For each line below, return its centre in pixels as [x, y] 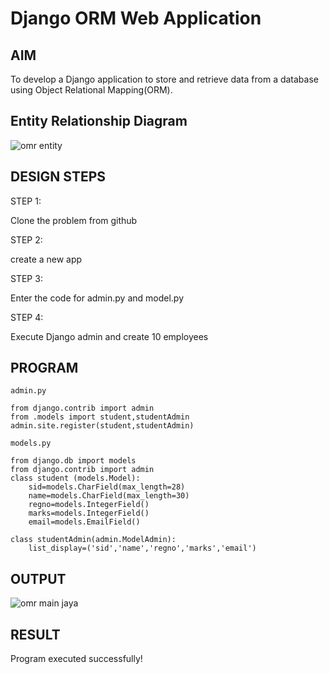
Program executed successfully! [76, 659]
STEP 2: [26, 239]
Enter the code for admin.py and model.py [97, 298]
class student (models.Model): [75, 478]
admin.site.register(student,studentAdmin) [102, 426]
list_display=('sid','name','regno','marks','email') [142, 548]
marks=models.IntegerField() [89, 513]
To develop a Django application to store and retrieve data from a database [164, 79]
